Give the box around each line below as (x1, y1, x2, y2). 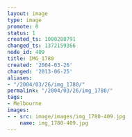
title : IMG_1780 (7, 55, 54, 62)
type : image (7, 17, 42, 24)
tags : (7, 94, 23, 101)
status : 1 (7, 29, 36, 37)
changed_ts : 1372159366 (7, 42, 76, 49)
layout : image (7, 10, 49, 17)
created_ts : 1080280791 (7, 36, 76, 43)
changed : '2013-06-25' (7, 68, 73, 75)
